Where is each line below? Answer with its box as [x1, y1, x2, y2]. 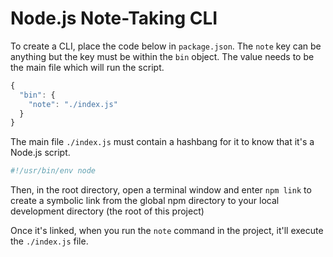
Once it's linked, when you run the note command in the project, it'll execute [10, 225, 324, 237]
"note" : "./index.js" [28, 99, 118, 109]
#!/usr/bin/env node [10, 166, 97, 176]
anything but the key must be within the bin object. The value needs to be [10, 50, 315, 62]
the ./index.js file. [10, 235, 89, 247]
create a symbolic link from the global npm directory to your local [10, 195, 280, 207]
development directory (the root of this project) [10, 205, 205, 217]
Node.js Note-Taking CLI [10, 7, 218, 30]
